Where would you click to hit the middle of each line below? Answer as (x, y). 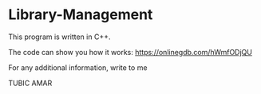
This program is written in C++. (59, 37)
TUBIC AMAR (30, 83)
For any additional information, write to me (78, 67)
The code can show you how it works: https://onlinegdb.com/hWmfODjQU (130, 52)
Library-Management (81, 15)
